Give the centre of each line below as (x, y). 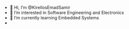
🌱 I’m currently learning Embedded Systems (54, 18)
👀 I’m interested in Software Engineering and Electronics (67, 13)
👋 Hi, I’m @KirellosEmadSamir (40, 7)
